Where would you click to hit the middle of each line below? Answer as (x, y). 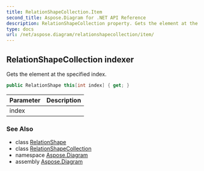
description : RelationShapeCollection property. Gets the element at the (102, 23)
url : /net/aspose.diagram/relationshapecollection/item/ (80, 35)
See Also (20, 129)
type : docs (20, 29)
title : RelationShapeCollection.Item (54, 12)
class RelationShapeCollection (53, 149)
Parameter (25, 100)
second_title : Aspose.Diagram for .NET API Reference (76, 18)
